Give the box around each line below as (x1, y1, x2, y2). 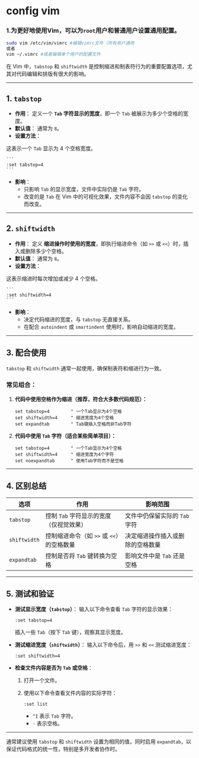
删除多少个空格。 (25, 248, 67, 255)
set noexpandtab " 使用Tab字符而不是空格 (14, 458, 124, 464)
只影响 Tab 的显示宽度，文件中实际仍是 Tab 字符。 (23, 185, 145, 192)
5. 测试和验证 (6, 589, 54, 599)
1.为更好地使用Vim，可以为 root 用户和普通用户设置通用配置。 (6, 27, 181, 35)
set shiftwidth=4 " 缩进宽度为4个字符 (14, 451, 114, 458)
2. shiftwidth (6, 224, 56, 234)
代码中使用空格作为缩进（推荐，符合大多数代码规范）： (14, 395, 147, 402)
